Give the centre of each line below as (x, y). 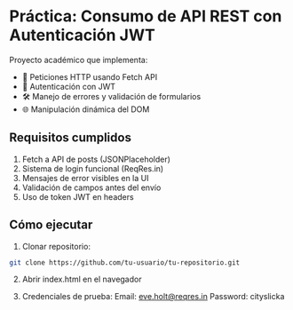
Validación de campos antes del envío (91, 187)
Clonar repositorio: (56, 246)
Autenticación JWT (82, 35)
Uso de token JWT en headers (78, 196)
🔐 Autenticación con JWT (69, 86)
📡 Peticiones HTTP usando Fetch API (90, 76)
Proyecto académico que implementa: (79, 60)
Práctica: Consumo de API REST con (146, 16)
